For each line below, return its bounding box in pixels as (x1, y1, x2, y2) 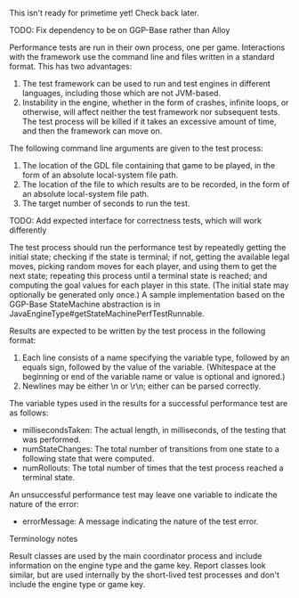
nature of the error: (9, 499, 79, 509)
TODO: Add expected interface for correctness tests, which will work (9, 216, 263, 225)
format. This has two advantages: (9, 61, 133, 71)
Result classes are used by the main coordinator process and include (9, 551, 263, 561)
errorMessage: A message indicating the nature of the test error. (21, 516, 259, 527)
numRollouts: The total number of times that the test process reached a (21, 463, 284, 473)
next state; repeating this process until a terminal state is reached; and (9, 271, 268, 281)
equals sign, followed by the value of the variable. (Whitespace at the (21, 362, 276, 373)
